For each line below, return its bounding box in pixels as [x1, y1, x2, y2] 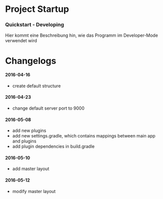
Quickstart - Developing [5, 21, 64, 28]
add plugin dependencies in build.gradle [12, 143, 95, 149]
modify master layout [12, 188, 56, 194]
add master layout [12, 166, 50, 172]
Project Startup [5, 3, 69, 15]
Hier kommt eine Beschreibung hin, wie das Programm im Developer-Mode [5, 32, 159, 38]
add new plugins [12, 128, 47, 133]
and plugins [12, 138, 37, 144]
